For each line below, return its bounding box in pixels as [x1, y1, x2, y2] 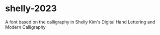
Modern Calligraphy [5, 24, 46, 30]
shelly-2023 [5, 3, 57, 14]
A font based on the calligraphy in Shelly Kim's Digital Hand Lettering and [5, 19, 156, 25]
